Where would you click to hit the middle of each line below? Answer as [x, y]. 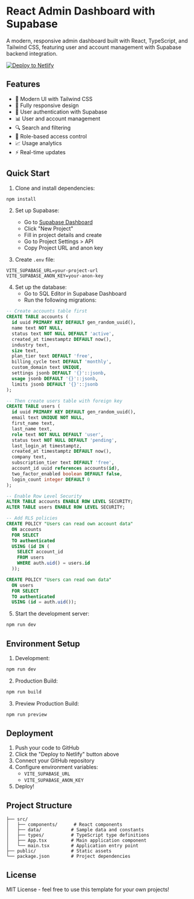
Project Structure [39, 805]
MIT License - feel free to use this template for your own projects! [88, 889]
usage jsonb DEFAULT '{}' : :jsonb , [55, 378]
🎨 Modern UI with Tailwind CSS [54, 99]
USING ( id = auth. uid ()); [44, 602]
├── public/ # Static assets [59, 851]
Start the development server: [52, 614]
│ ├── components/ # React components [64, 825]
